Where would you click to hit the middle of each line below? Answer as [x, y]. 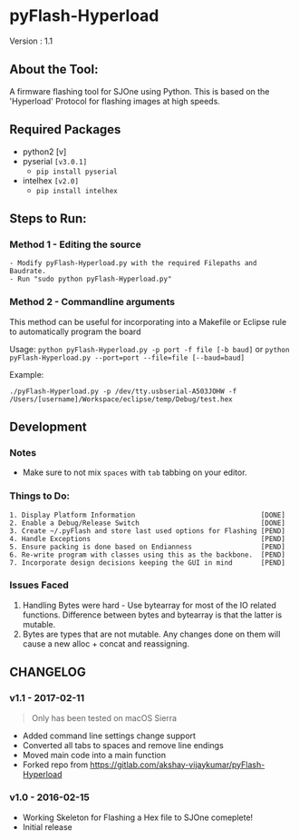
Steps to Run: [48, 218]
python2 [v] [44, 152]
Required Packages [65, 129]
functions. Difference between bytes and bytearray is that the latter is [152, 615]
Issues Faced [39, 585]
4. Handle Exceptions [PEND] [147, 539]
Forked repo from [55, 765]
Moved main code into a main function [94, 755]
